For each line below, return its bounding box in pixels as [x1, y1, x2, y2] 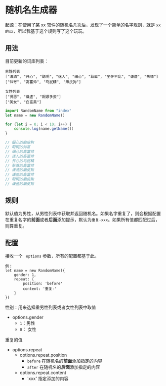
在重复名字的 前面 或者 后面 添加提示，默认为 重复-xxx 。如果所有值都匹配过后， [5, 217, 160, 222]
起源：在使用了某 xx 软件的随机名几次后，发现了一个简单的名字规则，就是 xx [5, 22, 161, 28]
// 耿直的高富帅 [5, 163, 34, 168]
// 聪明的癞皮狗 [5, 177, 34, 182]
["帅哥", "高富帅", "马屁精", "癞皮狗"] [5, 79, 82, 84]
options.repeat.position [19, 352, 67, 358]
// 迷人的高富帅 [5, 154, 34, 159]
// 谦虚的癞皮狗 [5, 181, 34, 186]
